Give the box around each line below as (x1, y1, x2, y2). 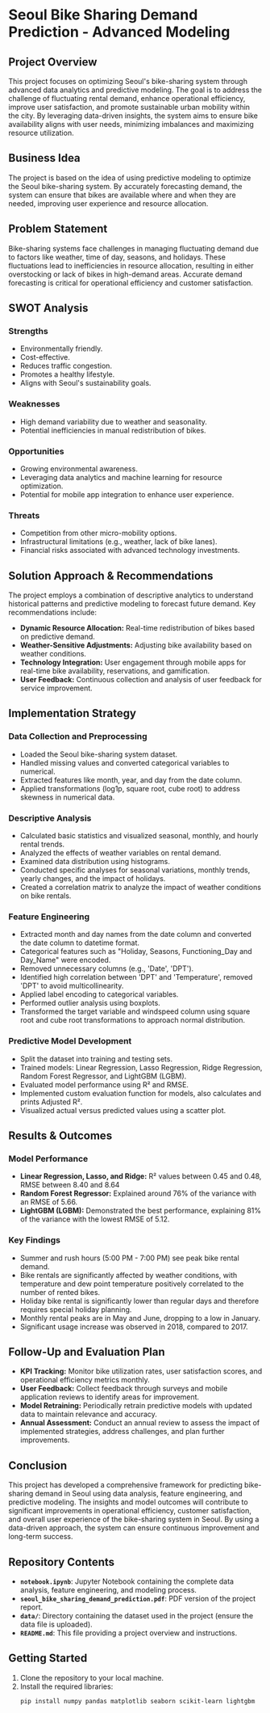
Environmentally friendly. (19, 344, 103, 353)
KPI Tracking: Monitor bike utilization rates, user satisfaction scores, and (19, 1366, 263, 1376)
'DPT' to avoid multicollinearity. (19, 981, 124, 991)
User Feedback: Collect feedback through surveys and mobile (19, 1384, 228, 1394)
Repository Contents (8, 1555, 115, 1569)
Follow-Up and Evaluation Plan (8, 1344, 165, 1359)
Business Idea (8, 151, 81, 165)
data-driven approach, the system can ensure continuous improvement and (8, 1523, 260, 1533)
